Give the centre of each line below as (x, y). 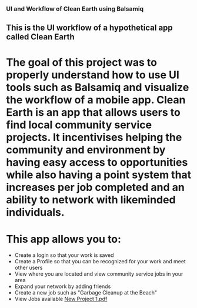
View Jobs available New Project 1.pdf (61, 299)
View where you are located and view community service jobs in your (99, 274)
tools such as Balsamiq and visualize (98, 87)
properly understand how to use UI (93, 75)
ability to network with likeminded (91, 200)
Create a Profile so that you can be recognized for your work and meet (100, 262)
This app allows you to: (64, 239)
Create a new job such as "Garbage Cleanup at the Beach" (86, 293)
